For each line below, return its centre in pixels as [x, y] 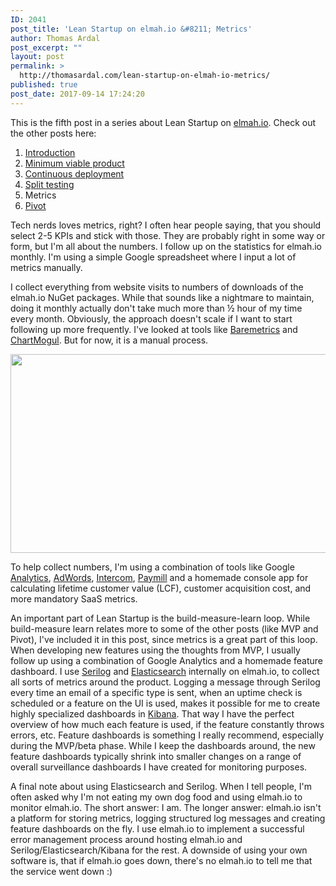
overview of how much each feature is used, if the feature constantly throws [167, 724]
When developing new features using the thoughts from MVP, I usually [155, 650]
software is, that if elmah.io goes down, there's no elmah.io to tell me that [161, 860]
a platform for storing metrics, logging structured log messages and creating [168, 818]
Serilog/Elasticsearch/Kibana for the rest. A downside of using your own [159, 850]
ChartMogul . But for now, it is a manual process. [109, 340]
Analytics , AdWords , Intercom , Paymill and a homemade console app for [159, 577]
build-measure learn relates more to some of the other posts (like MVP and [164, 628]
